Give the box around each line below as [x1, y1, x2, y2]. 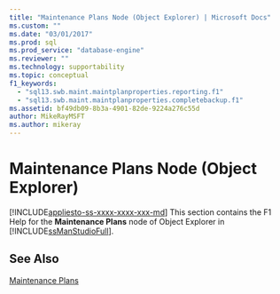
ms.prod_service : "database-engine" [9, 46, 144, 55]
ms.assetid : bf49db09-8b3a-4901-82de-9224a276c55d [9, 104, 200, 113]
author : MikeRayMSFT [9, 112, 86, 121]
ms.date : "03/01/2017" [9, 29, 93, 38]
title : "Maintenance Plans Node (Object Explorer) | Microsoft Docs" [9, 12, 272, 22]
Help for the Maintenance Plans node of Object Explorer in [9, 216, 225, 226]
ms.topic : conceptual [9, 71, 89, 80]
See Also [9, 251, 59, 266]
